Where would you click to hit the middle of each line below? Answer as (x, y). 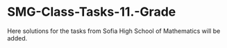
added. (17, 38)
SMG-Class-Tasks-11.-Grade (92, 12)
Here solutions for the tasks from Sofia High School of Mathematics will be (114, 31)
